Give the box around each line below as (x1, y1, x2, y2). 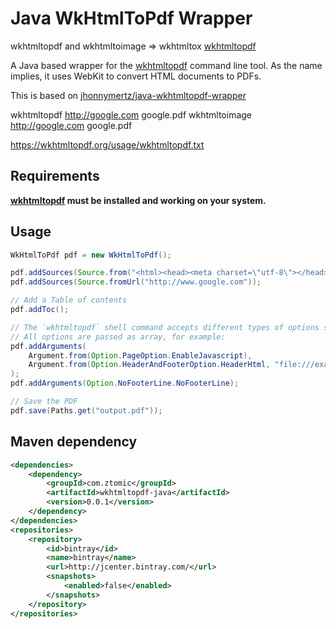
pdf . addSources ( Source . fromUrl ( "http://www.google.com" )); (10, 277, 262, 287)
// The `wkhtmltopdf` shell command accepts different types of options (10, 322, 320, 332)
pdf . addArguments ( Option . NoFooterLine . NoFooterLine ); (10, 378, 240, 389)
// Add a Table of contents (10, 295, 128, 306)
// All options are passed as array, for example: (10, 332, 226, 342)
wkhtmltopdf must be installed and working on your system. (10, 194, 267, 206)
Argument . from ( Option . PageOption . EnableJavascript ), (28, 350, 253, 361)
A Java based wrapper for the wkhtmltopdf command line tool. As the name (10, 59, 323, 71)
